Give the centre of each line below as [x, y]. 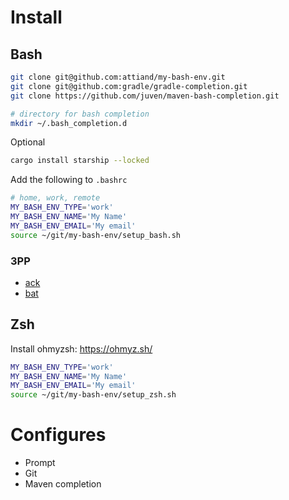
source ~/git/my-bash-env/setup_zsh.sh [93, 395]
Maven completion [63, 484]
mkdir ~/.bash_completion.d [69, 123]
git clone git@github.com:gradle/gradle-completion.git [129, 86]
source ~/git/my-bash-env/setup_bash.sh [96, 235]
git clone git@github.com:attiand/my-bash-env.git [118, 77]
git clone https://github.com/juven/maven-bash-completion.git [145, 96]
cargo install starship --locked [80, 161]
